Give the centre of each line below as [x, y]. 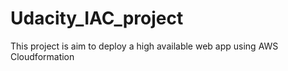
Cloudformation [42, 56]
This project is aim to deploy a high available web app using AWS [144, 46]
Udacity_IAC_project [97, 18]
